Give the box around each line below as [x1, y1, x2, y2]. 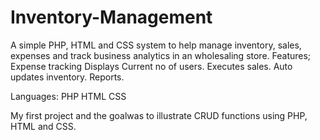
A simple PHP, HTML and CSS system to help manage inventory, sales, [10, 39, 302, 51]
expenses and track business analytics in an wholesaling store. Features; [10, 49, 312, 61]
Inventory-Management [10, 6, 213, 29]
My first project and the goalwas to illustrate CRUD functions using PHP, [10, 109, 308, 121]
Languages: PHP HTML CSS [10, 90, 127, 102]
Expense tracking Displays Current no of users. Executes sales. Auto [10, 60, 293, 72]
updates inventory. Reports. [10, 71, 125, 83]
